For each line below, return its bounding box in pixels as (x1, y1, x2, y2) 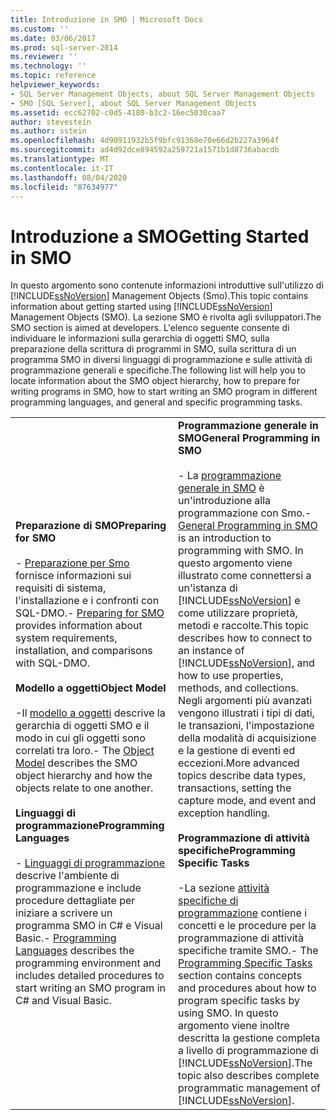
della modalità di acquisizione (178, 731, 317, 745)
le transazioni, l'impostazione (178, 719, 315, 733)
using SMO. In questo (178, 1006, 279, 1020)
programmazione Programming (15, 819, 165, 833)
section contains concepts (178, 969, 302, 983)
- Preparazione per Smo (15, 556, 130, 570)
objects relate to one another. (15, 781, 154, 795)
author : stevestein (10, 117, 92, 127)
